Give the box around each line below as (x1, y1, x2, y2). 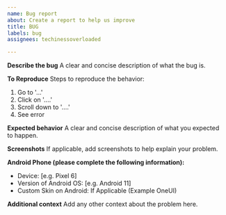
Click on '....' (17, 95, 53, 104)
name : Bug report (7, 10, 58, 17)
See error (17, 111, 45, 119)
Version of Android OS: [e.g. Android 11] (17, 179, 131, 188)
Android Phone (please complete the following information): (7, 158, 185, 167)
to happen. (7, 132, 38, 140)
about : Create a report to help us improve (7, 17, 136, 24)
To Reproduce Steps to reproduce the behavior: (7, 74, 145, 83)
